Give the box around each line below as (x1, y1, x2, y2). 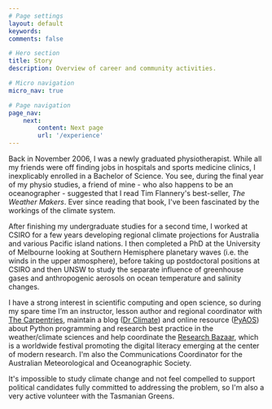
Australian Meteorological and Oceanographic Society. (8, 359, 192, 368)
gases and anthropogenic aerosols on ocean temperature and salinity (8, 273, 242, 283)
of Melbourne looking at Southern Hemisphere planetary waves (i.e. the (8, 247, 249, 257)
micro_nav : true (8, 86, 64, 94)
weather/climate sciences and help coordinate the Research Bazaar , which (8, 333, 259, 342)
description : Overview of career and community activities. (8, 64, 217, 73)
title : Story (8, 57, 53, 65)
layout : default (8, 20, 64, 28)
